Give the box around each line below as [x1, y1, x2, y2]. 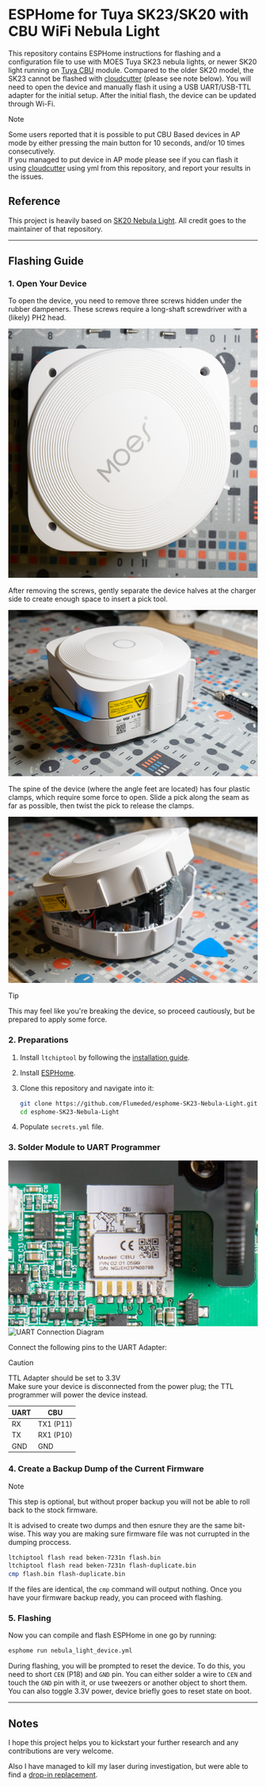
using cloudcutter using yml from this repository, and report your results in [8, 163, 251, 173]
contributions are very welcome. [8, 1747, 114, 1756]
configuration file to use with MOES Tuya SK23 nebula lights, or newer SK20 [8, 57, 257, 66]
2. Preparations [8, 1034, 69, 1045]
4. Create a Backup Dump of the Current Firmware [8, 1463, 204, 1474]
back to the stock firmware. [8, 1505, 98, 1515]
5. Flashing [8, 1613, 51, 1624]
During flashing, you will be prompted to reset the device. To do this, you [8, 1661, 245, 1671]
